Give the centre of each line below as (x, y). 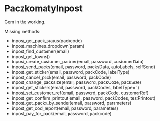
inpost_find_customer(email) (40, 51)
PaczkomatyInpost (44, 9)
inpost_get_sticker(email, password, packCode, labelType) (70, 72)
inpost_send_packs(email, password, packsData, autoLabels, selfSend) (83, 67)
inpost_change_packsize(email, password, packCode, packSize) (76, 82)
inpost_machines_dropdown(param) (48, 46)
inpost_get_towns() (31, 56)
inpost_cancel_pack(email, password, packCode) (61, 77)
